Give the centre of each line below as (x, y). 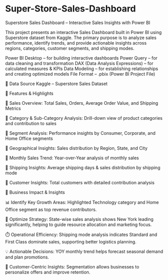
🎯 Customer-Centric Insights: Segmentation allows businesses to (72, 266)
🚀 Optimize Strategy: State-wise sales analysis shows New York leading (79, 219)
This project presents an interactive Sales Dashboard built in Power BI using (83, 32)
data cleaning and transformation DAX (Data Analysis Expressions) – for (79, 63)
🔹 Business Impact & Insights (35, 192)
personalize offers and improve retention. (48, 272)
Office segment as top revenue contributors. (51, 209)
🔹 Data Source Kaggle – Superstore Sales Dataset (56, 84)
